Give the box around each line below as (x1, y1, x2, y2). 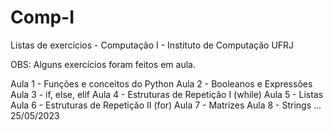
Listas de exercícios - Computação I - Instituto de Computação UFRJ (10, 39, 295, 51)
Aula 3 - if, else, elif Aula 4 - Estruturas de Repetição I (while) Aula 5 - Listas (10, 88, 324, 100)
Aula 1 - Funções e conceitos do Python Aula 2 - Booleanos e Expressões (10, 77, 313, 90)
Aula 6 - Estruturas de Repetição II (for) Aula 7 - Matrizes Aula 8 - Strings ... (10, 99, 322, 111)
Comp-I (10, 6, 75, 29)
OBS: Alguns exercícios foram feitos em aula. (10, 58, 196, 70)
